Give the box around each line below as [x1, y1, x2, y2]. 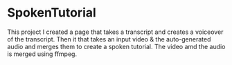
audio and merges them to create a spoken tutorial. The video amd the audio [7, 42, 226, 50]
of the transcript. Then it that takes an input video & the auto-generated [7, 35, 211, 43]
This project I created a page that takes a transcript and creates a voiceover [7, 28, 224, 36]
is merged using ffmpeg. [7, 50, 78, 58]
